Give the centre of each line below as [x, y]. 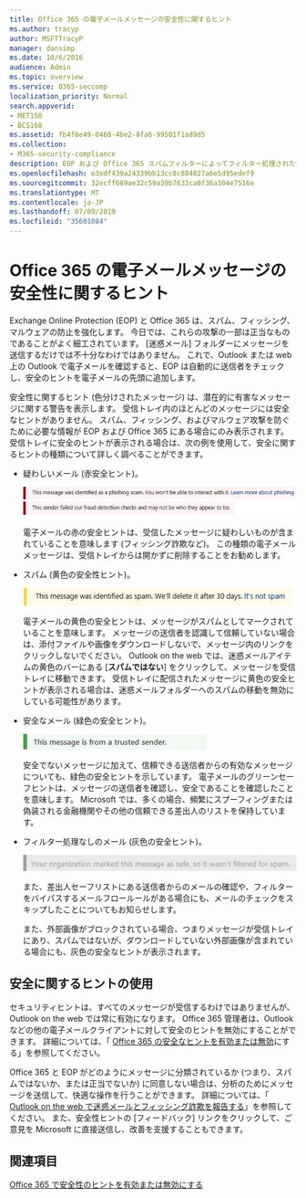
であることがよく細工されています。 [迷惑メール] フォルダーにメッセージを [149, 343]
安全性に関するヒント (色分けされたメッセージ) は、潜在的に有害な [134, 396]
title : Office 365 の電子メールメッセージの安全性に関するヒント [121, 19]
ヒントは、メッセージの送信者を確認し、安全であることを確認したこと [162, 788]
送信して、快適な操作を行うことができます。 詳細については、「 [151, 1095]
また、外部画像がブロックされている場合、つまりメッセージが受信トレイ [158, 929]
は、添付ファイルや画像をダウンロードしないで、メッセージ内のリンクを [158, 645]
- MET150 [26, 116]
